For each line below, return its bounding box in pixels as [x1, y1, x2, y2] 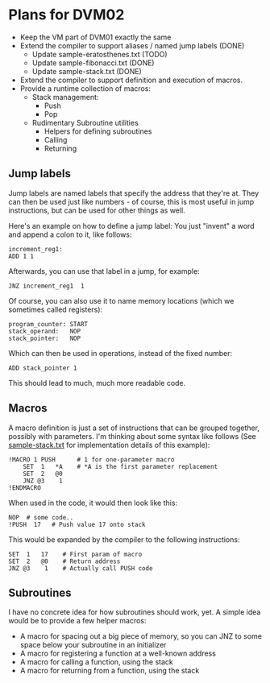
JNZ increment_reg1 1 [8, 282, 85, 290]
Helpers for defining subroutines [44, 126, 152, 136]
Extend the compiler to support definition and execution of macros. [19, 75, 243, 85]
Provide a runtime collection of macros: [19, 83, 152, 93]
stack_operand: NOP [8, 327, 81, 335]
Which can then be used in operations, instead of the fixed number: [8, 348, 233, 358]
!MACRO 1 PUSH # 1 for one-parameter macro [8, 455, 175, 464]
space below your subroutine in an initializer [19, 640, 167, 650]
